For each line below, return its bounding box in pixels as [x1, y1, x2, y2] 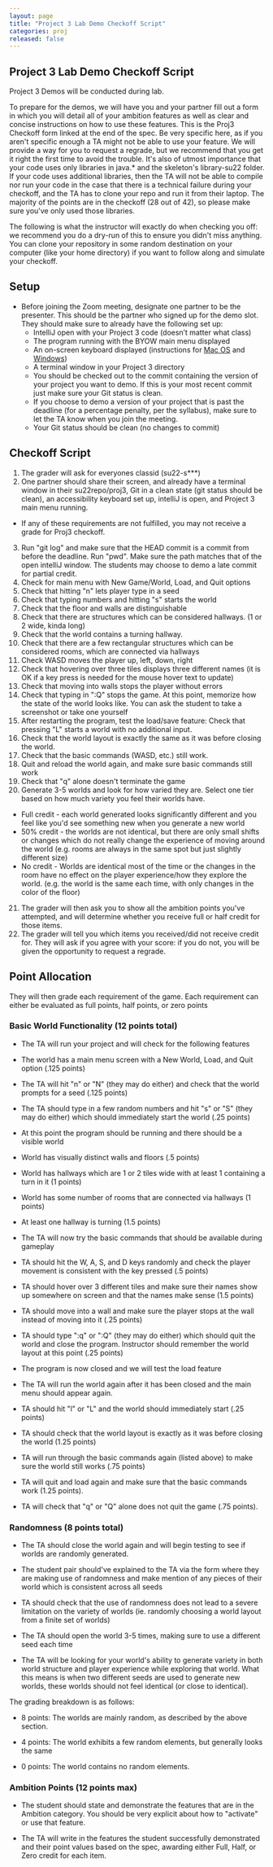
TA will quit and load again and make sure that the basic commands [20, 1477, 247, 1487]
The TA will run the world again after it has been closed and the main [20, 1379, 251, 1389]
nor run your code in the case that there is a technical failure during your [9, 180, 252, 190]
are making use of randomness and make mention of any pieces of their [20, 1573, 262, 1584]
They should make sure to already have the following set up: [20, 318, 223, 328]
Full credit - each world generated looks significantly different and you [20, 809, 257, 819]
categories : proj [9, 27, 68, 35]
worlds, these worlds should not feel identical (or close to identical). [20, 1681, 249, 1691]
